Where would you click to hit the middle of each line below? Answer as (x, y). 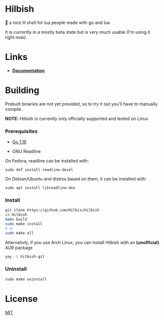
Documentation (28, 70)
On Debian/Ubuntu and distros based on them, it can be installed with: (76, 179)
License (22, 299)
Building (22, 90)
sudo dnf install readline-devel (39, 170)
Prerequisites (21, 131)
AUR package (19, 248)
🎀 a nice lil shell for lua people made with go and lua (58, 23)
